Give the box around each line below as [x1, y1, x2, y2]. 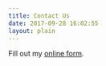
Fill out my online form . [8, 49, 84, 59]
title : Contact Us [8, 11, 70, 20]
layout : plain [8, 27, 56, 35]
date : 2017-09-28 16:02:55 [8, 19, 99, 27]
